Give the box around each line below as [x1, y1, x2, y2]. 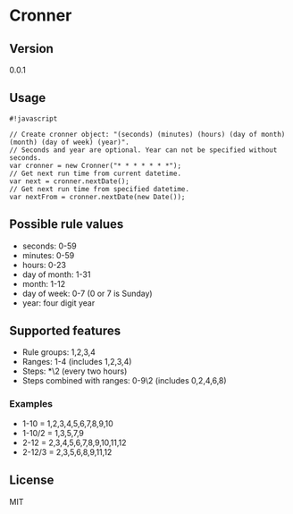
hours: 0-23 [21, 259, 67, 270]
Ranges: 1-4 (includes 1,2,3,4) [21, 357, 132, 367]
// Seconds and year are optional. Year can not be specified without [9, 145, 278, 155]
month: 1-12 [21, 278, 65, 289]
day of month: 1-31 [21, 269, 91, 280]
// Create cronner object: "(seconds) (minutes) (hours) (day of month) [9, 130, 286, 139]
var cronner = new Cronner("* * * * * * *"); [9, 161, 181, 170]
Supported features [9, 324, 121, 339]
